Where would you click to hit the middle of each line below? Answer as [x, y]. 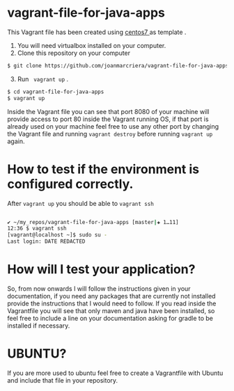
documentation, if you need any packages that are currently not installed [111, 296]
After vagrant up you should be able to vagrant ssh [81, 203]
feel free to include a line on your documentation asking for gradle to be [110, 318]
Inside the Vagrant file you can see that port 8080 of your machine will [108, 111]
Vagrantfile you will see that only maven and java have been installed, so [111, 310]
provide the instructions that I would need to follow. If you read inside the [112, 303]
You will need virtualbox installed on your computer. [92, 45]
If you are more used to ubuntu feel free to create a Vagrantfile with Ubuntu [115, 373]
